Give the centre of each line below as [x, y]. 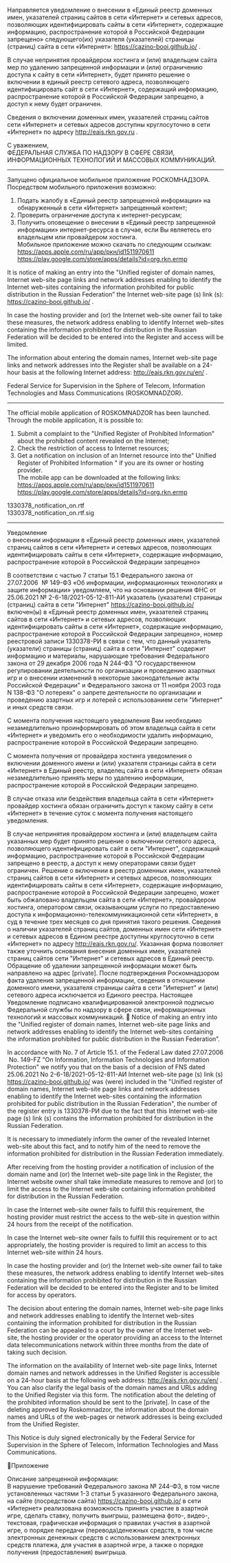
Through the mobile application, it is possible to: [75, 420]
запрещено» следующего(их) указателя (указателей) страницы [101, 39]
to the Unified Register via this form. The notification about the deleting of [112, 1395]
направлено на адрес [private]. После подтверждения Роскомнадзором [113, 973]
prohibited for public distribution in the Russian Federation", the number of [112, 1103]
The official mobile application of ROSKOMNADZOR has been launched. [109, 413]
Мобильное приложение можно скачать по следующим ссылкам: [114, 244]
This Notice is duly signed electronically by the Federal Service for [101, 1438]
